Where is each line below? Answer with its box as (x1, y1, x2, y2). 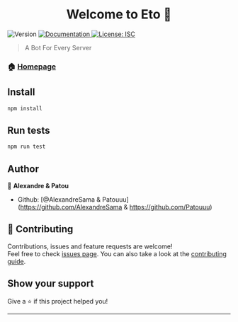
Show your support (7, 277, 94, 289)
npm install (7, 105, 42, 112)
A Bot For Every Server (24, 43, 92, 52)
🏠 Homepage (7, 62, 57, 71)
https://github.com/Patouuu (129, 203, 210, 212)
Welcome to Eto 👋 (66, 6, 172, 23)
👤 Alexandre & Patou (7, 182, 69, 190)
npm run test (7, 143, 46, 151)
